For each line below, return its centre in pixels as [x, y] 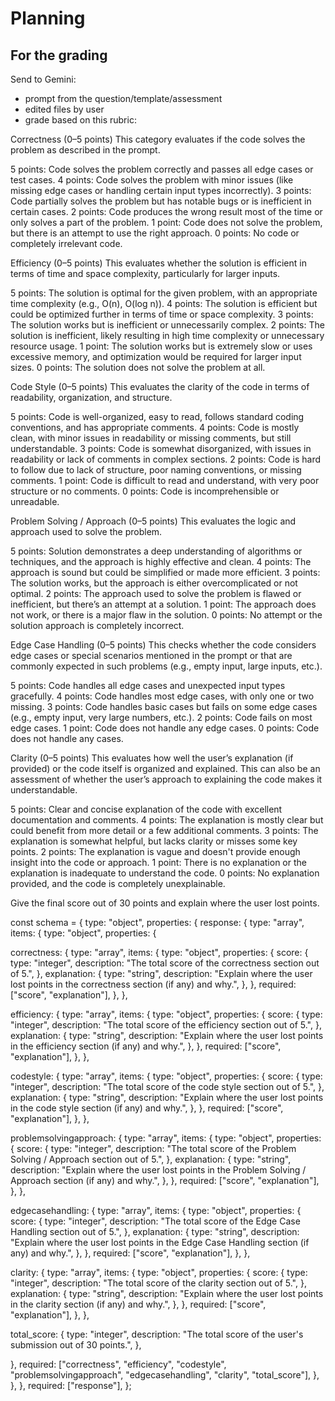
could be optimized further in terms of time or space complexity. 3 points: [162, 314]
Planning [48, 18]
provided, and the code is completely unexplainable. [118, 883]
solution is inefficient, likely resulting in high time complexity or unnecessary [167, 335]
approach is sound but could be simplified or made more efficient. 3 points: [165, 572]
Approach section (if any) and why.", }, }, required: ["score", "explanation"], [165, 1180]
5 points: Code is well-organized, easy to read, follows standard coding [157, 416]
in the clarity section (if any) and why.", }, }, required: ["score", [138, 1304]
